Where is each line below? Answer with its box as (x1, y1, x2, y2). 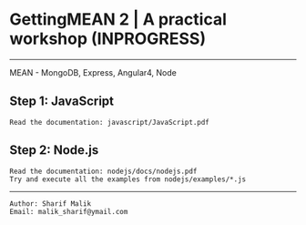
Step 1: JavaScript (9, 94, 115, 109)
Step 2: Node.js (9, 142, 99, 159)
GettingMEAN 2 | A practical (9, 9, 228, 30)
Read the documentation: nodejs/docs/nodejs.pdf (9, 167, 198, 176)
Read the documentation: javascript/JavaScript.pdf (9, 118, 209, 127)
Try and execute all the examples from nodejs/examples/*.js (9, 174, 247, 184)
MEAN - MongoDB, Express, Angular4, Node (9, 66, 178, 77)
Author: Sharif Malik (9, 199, 92, 209)
